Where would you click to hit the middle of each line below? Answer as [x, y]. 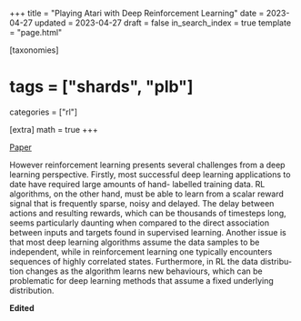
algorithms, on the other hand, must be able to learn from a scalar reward [147, 194]
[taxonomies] [34, 50]
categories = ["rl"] [44, 112]
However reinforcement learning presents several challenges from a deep [147, 165]
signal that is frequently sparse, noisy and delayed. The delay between [142, 203]
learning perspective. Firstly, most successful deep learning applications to [150, 174]
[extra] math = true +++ [54, 129]
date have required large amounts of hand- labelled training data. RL [137, 184]
